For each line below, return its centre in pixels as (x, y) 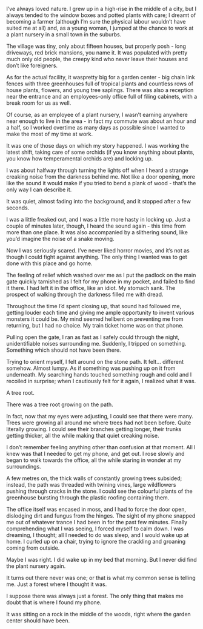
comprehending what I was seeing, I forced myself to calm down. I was (95, 529)
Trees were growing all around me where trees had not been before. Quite (99, 423)
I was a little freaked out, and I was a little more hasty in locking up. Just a (98, 219)
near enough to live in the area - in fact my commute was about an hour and (101, 121)
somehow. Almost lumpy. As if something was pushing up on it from (91, 368)
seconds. (18, 208)
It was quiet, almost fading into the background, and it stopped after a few (98, 201)
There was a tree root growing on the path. (60, 404)
